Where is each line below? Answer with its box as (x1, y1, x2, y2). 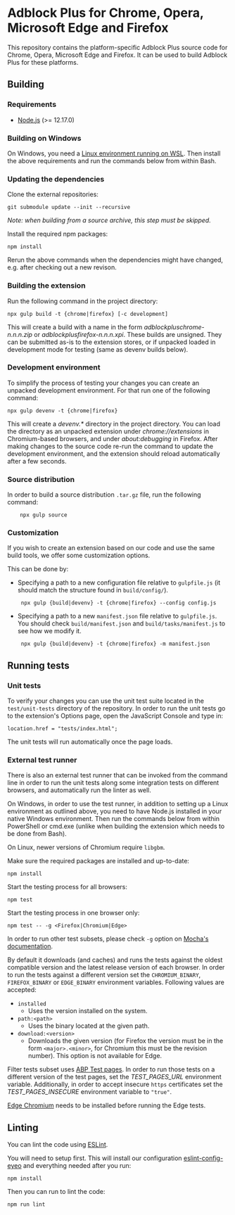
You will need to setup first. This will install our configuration (7, 1154, 182, 1162)
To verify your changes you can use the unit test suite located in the (7, 696, 205, 705)
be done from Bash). (7, 829, 67, 838)
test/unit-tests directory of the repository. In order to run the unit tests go (7, 704, 226, 713)
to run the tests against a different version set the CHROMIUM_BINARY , (7, 971, 201, 979)
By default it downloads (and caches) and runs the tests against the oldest (7, 955, 223, 965)
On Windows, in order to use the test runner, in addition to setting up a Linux (7, 800, 229, 808)
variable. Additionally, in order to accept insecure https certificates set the (7, 1080, 223, 1088)
